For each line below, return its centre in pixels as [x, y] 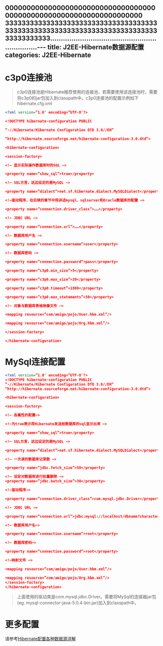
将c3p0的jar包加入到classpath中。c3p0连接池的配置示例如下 [78, 98]
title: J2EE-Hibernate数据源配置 [96, 47]
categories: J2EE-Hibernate [48, 55]
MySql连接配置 [35, 362]
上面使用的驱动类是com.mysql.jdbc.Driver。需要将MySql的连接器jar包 [87, 597]
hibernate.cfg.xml [34, 104]
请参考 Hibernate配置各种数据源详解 [41, 639]
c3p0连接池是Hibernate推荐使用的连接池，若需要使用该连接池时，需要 [87, 92]
